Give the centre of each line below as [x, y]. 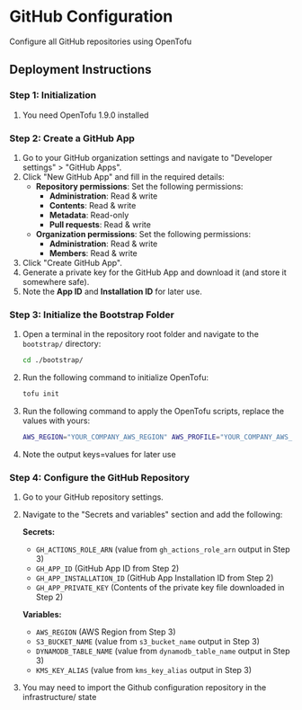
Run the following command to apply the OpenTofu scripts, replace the [153, 411]
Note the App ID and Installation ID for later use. [112, 291]
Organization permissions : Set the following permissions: [143, 234]
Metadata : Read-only [89, 215]
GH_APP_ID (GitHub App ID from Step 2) [107, 569]
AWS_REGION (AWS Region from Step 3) [106, 632]
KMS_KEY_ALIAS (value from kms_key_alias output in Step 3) [144, 670]
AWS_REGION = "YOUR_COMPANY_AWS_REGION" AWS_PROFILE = [121, 437]
